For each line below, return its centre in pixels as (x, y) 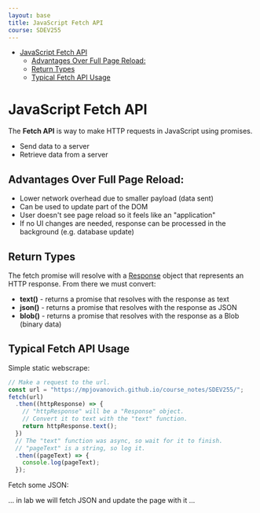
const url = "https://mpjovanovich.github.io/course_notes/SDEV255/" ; (126, 389)
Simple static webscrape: (49, 367)
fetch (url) (26, 397)
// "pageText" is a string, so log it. (81, 448)
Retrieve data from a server (64, 155)
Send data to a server (55, 146)
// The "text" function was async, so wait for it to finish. (119, 441)
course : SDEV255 (35, 30)
